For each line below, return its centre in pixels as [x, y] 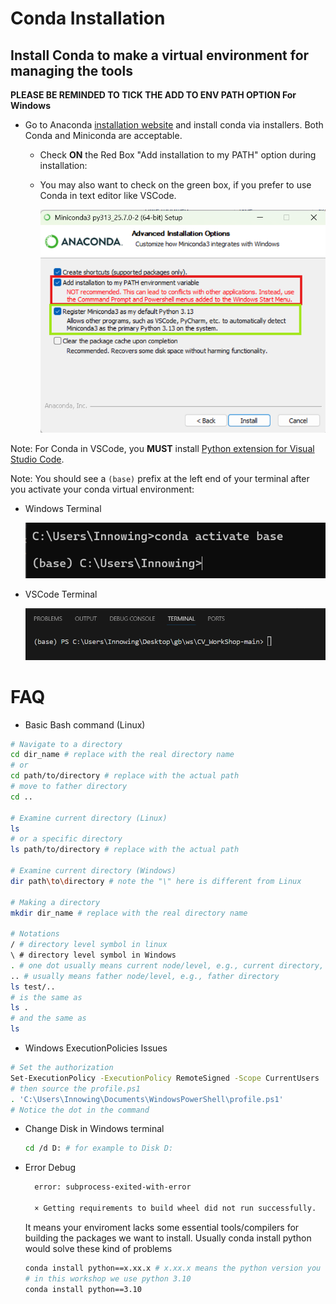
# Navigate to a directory [66, 744]
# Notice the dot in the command [80, 1110]
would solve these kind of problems [98, 1248]
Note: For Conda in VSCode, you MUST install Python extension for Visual [162, 449]
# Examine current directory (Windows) [93, 871]
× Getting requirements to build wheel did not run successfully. [175, 1208]
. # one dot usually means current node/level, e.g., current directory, [167, 965]
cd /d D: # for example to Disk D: [99, 1148]
